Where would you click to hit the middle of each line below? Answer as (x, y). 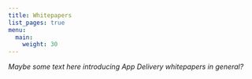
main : (24, 37)
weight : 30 (40, 45)
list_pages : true (37, 23)
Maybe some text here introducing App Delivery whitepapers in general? (126, 66)
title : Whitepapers (40, 15)
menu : (17, 30)
